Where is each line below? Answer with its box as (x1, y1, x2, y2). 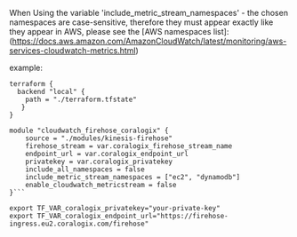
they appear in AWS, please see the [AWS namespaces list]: (9, 27, 229, 36)
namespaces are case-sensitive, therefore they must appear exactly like (9, 17, 274, 28)
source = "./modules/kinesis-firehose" (25, 134, 173, 143)
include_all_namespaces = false (25, 165, 145, 174)
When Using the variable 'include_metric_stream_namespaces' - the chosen (9, 8, 289, 18)
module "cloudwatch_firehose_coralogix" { (9, 126, 169, 135)
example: (9, 62, 43, 73)
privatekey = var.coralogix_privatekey (25, 157, 173, 166)
